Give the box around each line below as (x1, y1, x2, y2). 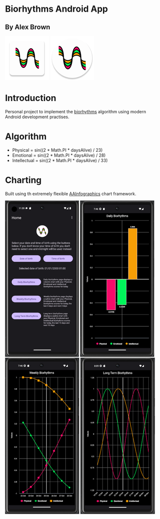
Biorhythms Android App (5, 3, 108, 15)
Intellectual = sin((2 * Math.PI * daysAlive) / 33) (12, 157, 108, 163)
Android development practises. (5, 114, 70, 120)
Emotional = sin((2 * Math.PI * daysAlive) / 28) (12, 152, 106, 158)
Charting (5, 175, 42, 186)
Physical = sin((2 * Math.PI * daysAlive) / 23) (12, 147, 103, 153)
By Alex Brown (5, 23, 50, 31)
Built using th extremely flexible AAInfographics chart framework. (5, 190, 137, 196)
